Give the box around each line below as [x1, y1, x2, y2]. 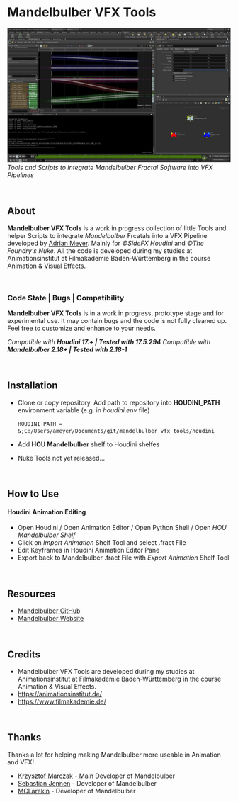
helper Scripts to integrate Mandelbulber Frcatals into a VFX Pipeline [7, 231, 208, 239]
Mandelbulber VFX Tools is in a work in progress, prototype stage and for [7, 309, 225, 317]
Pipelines [7, 171, 34, 179]
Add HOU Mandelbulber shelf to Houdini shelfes [17, 440, 160, 448]
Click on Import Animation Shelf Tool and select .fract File [17, 538, 186, 547]
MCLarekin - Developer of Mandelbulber [17, 786, 136, 795]
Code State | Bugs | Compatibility [7, 293, 125, 303]
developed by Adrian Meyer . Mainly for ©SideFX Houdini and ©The [7, 239, 204, 247]
